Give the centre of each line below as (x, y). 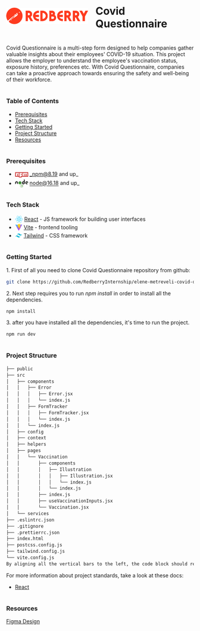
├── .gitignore (25, 526)
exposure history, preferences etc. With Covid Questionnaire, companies (95, 67)
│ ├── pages (24, 451)
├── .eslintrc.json (30, 520)
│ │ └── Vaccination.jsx (48, 507)
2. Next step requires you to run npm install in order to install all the (89, 293)
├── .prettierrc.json (33, 532)
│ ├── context (26, 438)
